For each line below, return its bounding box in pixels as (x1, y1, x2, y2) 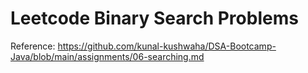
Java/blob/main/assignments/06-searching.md (10, 50, 205, 62)
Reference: (10, 40, 56, 52)
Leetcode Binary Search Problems (10, 7, 299, 30)
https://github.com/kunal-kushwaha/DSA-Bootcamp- (57, 40, 277, 52)
